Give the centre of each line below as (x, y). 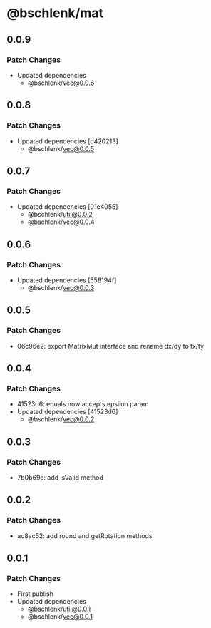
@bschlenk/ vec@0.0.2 (61, 419)
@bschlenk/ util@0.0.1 (59, 609)
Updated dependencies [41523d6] (67, 412)
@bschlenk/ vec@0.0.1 (60, 617)
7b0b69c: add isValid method (60, 478)
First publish (35, 594)
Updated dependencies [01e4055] (67, 207)
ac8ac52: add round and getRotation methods (84, 535)
